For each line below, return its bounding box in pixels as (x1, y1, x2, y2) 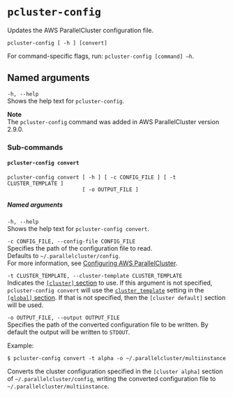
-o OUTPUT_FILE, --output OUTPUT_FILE (7, 314, 120, 321)
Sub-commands (7, 142, 63, 152)
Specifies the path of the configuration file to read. (7, 244, 153, 253)
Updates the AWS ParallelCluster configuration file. (7, 26, 154, 34)
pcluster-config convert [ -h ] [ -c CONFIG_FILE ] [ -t (7, 174, 176, 181)
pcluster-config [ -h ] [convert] (7, 39, 108, 47)
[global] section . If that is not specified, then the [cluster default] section (7, 293, 226, 301)
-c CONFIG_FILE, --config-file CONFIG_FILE (7, 238, 136, 245)
